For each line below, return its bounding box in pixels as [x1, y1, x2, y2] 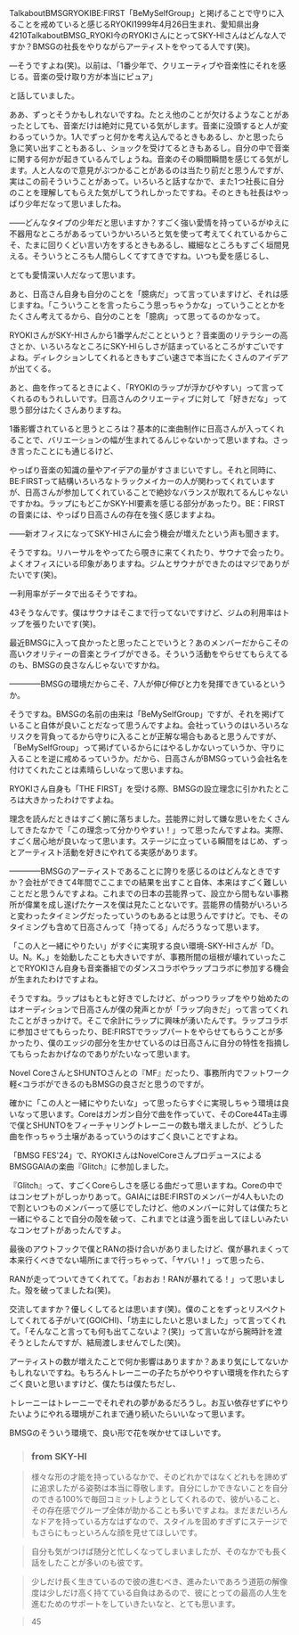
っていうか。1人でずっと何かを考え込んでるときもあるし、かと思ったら [24, 132, 285, 142]
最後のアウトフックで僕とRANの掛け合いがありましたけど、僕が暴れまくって [9, 1244, 290, 1254]
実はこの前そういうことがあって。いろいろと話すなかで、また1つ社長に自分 [9, 177, 285, 186]
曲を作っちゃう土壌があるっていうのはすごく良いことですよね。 [9, 1131, 243, 1141]
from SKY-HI [30, 1450, 87, 1462]
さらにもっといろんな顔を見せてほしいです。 [38, 1527, 202, 1538]
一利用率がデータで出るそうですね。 [9, 588, 142, 599]
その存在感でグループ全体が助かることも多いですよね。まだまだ [30, 1505, 265, 1516]
